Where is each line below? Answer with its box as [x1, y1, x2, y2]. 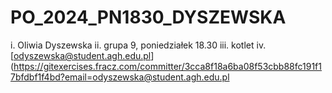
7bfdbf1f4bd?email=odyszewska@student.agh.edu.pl [10, 71, 230, 83]
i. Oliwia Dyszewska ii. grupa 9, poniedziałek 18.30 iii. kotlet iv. [10, 39, 267, 51]
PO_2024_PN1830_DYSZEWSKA [10, 6, 287, 29]
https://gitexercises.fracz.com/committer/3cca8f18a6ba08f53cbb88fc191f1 [13, 60, 322, 72]
